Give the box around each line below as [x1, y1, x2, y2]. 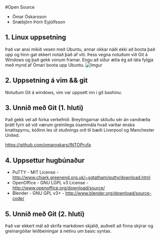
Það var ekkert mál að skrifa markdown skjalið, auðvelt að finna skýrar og [5, 223, 154, 229]
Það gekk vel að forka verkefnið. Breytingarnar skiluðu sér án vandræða [5, 117, 151, 123]
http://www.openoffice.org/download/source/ [12, 185, 105, 191]
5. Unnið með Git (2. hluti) [5, 209, 85, 218]
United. [5, 133, 20, 138]
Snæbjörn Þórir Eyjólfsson [12, 19, 65, 25]
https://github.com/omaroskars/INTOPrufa [5, 142, 91, 148]
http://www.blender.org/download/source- [65, 190, 152, 196]
